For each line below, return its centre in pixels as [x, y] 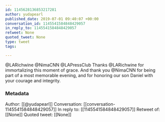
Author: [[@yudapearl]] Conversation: [44, 104]
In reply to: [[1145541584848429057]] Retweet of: [109, 109]
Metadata [17, 93]
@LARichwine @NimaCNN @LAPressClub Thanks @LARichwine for [75, 65]
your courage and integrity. [33, 81]
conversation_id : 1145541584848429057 [45, 23]
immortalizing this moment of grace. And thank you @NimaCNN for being [80, 70]
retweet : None [20, 33]
